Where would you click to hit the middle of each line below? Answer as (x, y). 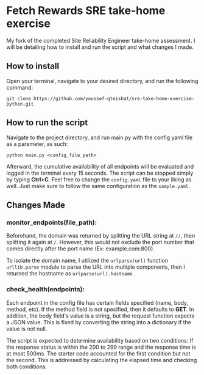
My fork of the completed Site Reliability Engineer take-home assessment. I (101, 40)
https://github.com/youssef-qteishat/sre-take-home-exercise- (114, 98)
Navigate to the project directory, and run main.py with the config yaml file (100, 137)
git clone (19, 98)
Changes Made (36, 205)
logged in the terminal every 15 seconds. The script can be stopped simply (100, 173)
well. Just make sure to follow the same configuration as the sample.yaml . (98, 186)
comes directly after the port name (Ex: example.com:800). (81, 249)
